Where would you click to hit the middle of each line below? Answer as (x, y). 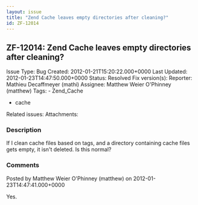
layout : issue (24, 12)
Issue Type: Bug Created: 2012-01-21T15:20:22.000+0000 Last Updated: (97, 72)
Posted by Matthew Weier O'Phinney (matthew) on (69, 178)
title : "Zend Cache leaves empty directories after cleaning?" (88, 18)
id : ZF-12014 (23, 23)
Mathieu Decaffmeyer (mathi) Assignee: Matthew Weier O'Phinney (89, 85)
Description (24, 130)
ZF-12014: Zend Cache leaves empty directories (99, 47)
